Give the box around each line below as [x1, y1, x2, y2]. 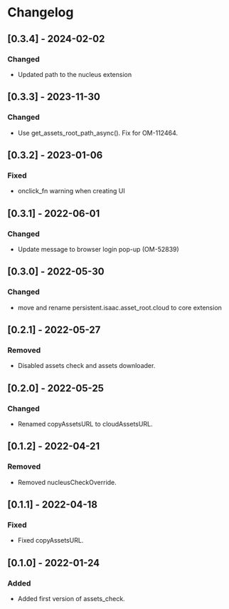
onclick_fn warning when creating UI [17, 187, 126, 195]
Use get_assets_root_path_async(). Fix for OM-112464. [17, 128, 178, 137]
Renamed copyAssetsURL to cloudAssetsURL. [17, 420, 153, 428]
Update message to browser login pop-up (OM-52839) [17, 245, 179, 253]
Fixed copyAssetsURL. [17, 536, 84, 545]
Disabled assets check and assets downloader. [17, 362, 156, 370]
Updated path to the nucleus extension [17, 70, 132, 78]
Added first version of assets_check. [17, 595, 126, 603]
